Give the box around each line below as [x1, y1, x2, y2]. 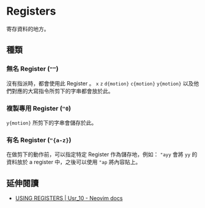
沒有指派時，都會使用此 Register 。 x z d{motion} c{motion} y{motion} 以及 [6, 79, 194, 87]
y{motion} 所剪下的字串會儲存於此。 [6, 119, 97, 126]
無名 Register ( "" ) [6, 65, 59, 73]
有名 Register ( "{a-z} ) [6, 135, 72, 144]
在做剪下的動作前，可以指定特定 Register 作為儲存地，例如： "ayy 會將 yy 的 [6, 151, 198, 158]
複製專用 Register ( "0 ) [6, 104, 72, 112]
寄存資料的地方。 [6, 25, 50, 32]
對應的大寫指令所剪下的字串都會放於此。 [11, 87, 114, 95]
